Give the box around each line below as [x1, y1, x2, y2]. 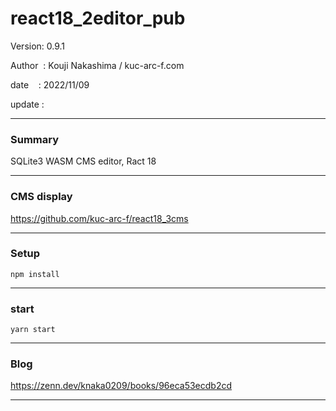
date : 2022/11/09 [10, 78, 90, 91]
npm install [10, 269, 60, 279]
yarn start [10, 325, 56, 335]
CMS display [10, 190, 73, 204]
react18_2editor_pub [10, 7, 186, 30]
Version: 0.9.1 [10, 40, 66, 52]
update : [10, 98, 45, 110]
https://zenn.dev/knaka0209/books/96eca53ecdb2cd [10, 380, 233, 392]
